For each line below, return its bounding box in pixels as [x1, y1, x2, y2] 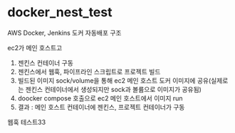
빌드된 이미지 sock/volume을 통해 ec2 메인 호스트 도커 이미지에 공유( [17, 76, 211, 85]
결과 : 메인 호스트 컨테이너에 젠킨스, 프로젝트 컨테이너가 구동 [17, 103, 185, 111]
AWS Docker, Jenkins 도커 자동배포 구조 [7, 28, 122, 37]
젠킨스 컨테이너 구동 [17, 58, 73, 67]
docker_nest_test [7, 4, 113, 21]
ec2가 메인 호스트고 [7, 43, 63, 52]
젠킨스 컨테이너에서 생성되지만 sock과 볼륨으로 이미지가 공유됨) [25, 85, 202, 93]
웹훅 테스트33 [7, 117, 46, 126]
